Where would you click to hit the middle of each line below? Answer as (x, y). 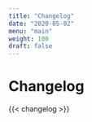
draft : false (31, 46)
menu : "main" (31, 31)
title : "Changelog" (42, 16)
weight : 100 (28, 39)
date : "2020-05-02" (42, 24)
